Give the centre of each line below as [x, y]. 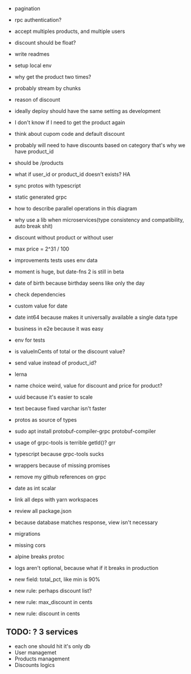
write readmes [32, 54]
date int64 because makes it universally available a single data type [96, 317]
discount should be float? [45, 43]
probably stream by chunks [47, 88]
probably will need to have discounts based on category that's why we [100, 145]
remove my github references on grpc [60, 477]
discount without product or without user [64, 237]
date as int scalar [35, 488]
